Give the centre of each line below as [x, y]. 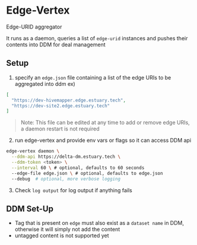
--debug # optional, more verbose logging [66, 179]
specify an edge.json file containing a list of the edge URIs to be [93, 77]
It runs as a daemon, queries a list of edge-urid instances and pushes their [97, 38]
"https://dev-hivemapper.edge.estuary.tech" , [69, 100]
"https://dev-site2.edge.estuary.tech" [61, 106]
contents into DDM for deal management [56, 44]
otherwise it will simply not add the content [67, 230]
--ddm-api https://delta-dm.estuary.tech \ [66, 157]
